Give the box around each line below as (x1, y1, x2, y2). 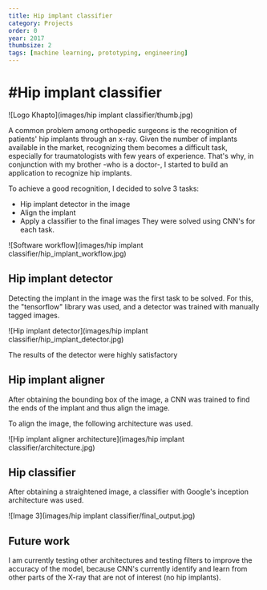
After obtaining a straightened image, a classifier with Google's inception (8, 487, 249, 497)
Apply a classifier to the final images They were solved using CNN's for (19, 216, 256, 225)
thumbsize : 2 (8, 42, 52, 50)
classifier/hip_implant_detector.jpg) (8, 334, 124, 344)
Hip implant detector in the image (19, 199, 131, 208)
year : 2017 (8, 34, 45, 42)
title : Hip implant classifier (8, 11, 113, 20)
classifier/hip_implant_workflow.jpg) (8, 249, 127, 258)
